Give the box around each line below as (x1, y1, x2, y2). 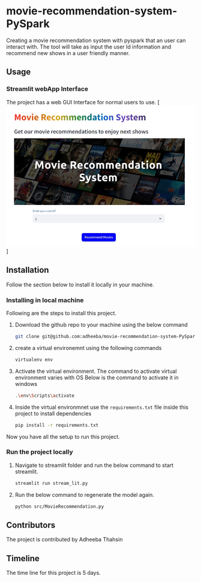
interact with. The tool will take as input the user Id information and (6, 43, 172, 50)
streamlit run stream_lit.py (14, 480, 88, 486)
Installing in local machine (6, 295, 84, 304)
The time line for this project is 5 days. (6, 569, 101, 577)
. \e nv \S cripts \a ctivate (14, 393, 75, 399)
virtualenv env (14, 357, 53, 363)
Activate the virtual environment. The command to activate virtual (14, 367, 177, 375)
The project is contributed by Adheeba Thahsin (6, 536, 123, 543)
